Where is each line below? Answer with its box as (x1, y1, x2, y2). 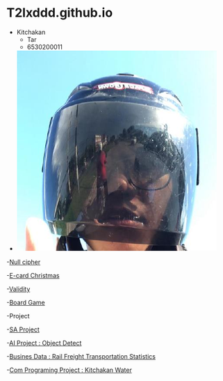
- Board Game (6, 298, 46, 306)
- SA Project (6, 325, 40, 334)
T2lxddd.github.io (6, 5, 113, 21)
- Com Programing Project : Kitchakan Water (6, 366, 133, 374)
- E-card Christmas (6, 271, 60, 279)
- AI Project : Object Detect (6, 339, 82, 347)
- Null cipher (6, 258, 41, 266)
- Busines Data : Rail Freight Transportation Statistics (6, 352, 156, 360)
